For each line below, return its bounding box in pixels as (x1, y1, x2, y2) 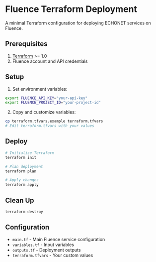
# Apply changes (5, 178, 39, 183)
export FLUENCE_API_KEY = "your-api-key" (5, 96, 88, 101)
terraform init (5, 155, 37, 160)
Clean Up (5, 196, 34, 205)
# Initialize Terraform (5, 150, 55, 155)
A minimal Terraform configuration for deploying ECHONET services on (5, 20, 152, 26)
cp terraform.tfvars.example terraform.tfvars (5, 119, 103, 124)
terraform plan (5, 168, 37, 174)
